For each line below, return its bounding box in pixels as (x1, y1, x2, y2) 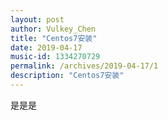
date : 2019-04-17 (10, 42, 83, 53)
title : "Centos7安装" (10, 33, 98, 43)
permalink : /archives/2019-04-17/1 (10, 61, 159, 71)
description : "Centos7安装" (10, 71, 125, 81)
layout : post (10, 14, 65, 25)
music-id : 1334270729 (10, 52, 101, 62)
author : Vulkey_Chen (10, 24, 97, 34)
